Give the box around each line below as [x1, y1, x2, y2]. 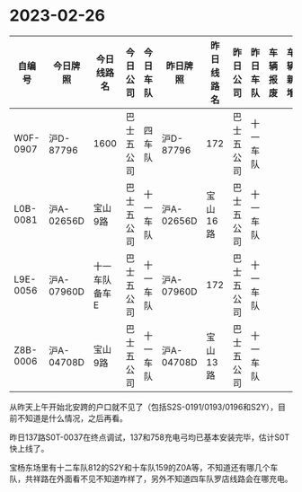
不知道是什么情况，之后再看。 [16, 412, 128, 423]
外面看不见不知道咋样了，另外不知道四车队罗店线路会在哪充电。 [56, 473, 293, 484]
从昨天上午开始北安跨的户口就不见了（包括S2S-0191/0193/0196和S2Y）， [9, 401, 279, 412]
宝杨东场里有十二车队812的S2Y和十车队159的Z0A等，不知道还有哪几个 [9, 461, 271, 472]
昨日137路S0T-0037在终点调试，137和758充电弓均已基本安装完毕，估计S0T [9, 432, 290, 443]
